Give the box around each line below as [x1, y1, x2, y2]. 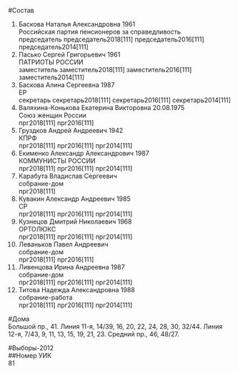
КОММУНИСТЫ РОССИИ [18, 156, 96, 165]
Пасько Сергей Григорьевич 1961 [18, 50, 121, 59]
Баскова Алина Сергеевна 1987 [18, 81, 115, 89]
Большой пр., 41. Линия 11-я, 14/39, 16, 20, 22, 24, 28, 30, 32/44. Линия [8, 322, 223, 331]
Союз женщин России [18, 111, 86, 119]
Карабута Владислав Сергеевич [18, 171, 117, 180]
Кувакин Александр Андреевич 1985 [18, 194, 131, 203]
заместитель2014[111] [18, 73, 85, 81]
